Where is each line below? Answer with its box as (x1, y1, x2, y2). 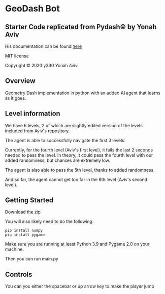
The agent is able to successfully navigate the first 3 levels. (5, 137, 126, 143)
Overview (5, 77, 36, 85)
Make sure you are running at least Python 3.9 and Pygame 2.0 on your (5, 241, 150, 247)
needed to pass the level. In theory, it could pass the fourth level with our (5, 152, 153, 158)
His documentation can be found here (5, 43, 82, 49)
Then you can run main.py (5, 256, 58, 262)
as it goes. (5, 95, 26, 101)
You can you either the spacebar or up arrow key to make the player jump (5, 283, 154, 289)
